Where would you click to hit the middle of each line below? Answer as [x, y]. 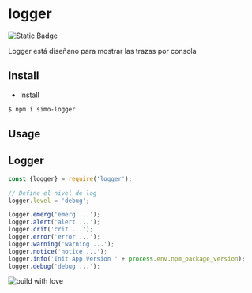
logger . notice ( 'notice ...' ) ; [58, 251]
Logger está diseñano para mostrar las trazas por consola [102, 51]
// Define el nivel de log [53, 193]
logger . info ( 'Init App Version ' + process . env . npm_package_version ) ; [127, 259]
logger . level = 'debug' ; [49, 201]
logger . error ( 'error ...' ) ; [55, 237]
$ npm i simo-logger [42, 109]
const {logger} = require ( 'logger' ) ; [70, 178]
